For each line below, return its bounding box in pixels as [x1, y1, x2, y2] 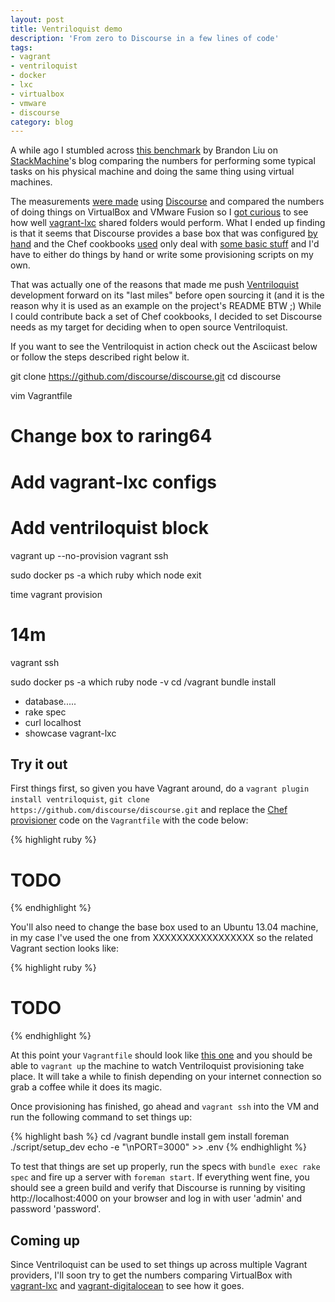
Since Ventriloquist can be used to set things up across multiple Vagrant [10, 1259, 308, 1270]
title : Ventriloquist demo [10, 24, 123, 34]
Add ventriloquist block [10, 516, 210, 539]
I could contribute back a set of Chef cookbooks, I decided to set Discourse [10, 311, 323, 323]
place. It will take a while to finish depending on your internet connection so [10, 1071, 322, 1083]
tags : [10, 42, 33, 53]
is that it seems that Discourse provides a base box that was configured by [10, 227, 318, 240]
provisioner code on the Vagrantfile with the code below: [10, 814, 249, 826]
